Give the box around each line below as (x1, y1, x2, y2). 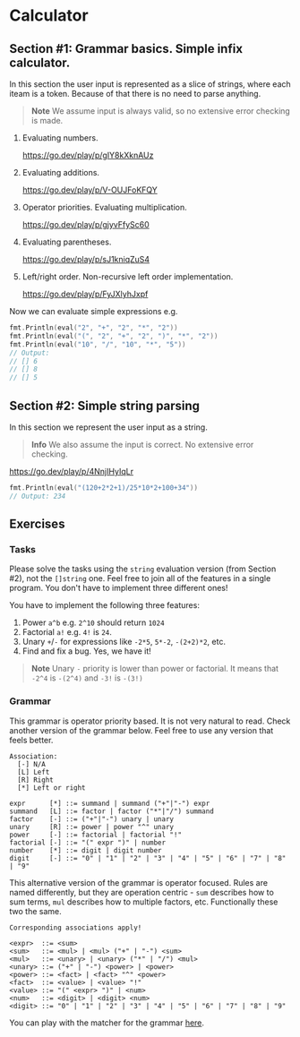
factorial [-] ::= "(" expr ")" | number (9, 838, 167, 847)
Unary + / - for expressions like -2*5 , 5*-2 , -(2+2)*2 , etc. (21, 637, 227, 647)
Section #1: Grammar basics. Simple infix (9, 41, 244, 56)
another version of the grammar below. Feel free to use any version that (9, 724, 274, 735)
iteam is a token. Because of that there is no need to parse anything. (9, 89, 261, 99)
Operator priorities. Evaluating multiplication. (21, 202, 187, 212)
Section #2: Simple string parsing (9, 398, 200, 413)
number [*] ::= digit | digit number (9, 845, 163, 855)
